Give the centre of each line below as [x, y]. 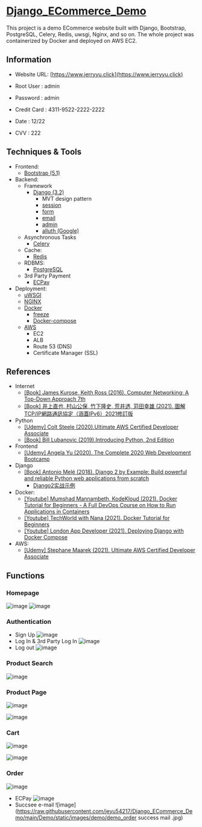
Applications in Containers [57, 511]
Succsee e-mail [34, 805]
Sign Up [25, 635]
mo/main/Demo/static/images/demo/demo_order [76, 817]
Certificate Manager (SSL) [65, 352]
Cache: [33, 250]
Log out [24, 647]
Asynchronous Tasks [50, 237]
